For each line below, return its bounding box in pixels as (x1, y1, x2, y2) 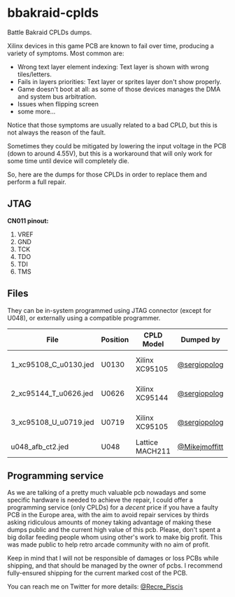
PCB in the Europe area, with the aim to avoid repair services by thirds (7, 511, 209, 519)
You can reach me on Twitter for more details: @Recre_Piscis (7, 582, 183, 591)
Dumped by (180, 335, 220, 344)
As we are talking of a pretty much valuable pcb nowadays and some (7, 489, 206, 497)
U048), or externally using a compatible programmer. (7, 314, 161, 322)
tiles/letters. (17, 70, 52, 78)
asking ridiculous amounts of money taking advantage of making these (7, 518, 212, 526)
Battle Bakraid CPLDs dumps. (7, 28, 92, 36)
